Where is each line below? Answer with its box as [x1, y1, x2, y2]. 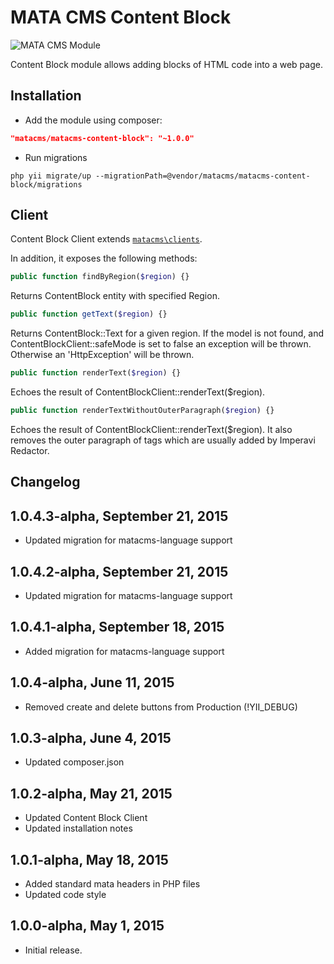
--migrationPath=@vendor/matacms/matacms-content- [95, 171, 311, 181]
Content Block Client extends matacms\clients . [10, 233, 203, 245]
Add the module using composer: [24, 114, 163, 126]
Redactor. [10, 444, 50, 456]
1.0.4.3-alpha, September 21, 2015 [10, 507, 229, 525]
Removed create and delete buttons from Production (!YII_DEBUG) [24, 701, 298, 713]
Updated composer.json [24, 756, 125, 768]
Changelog [10, 474, 81, 491]
